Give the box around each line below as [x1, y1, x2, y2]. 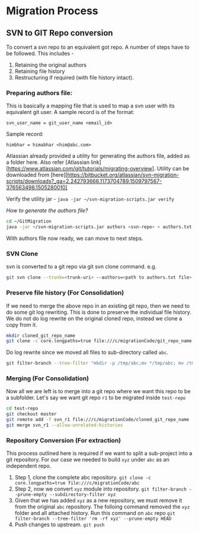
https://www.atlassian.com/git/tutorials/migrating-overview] [8, 165, 155, 172]
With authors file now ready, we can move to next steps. [6, 235, 143, 242]
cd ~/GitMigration [6, 219, 52, 225]
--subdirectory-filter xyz [49, 492, 116, 498]
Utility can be [156, 165, 190, 172]
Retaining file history [14, 68, 65, 75]
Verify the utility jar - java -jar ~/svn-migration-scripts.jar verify [6, 195, 175, 203]
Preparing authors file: [6, 89, 73, 97]
